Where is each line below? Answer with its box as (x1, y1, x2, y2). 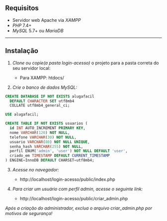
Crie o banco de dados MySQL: (12, 84, 78, 90)
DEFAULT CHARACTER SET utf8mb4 (9, 99, 75, 104)
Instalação (5, 47, 39, 55)
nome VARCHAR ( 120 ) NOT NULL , (9, 130, 70, 135)
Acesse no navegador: (12, 167, 59, 172)
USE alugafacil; (5, 112, 39, 117)
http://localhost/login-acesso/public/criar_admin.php (19, 196, 128, 201)
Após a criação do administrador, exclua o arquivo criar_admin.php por (5, 205, 153, 211)
